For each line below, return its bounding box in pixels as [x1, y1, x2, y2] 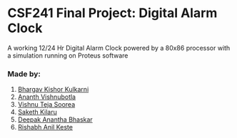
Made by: [7, 69, 41, 79]
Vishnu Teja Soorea [17, 100, 76, 109]
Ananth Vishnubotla [17, 92, 76, 101]
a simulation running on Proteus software [7, 51, 128, 60]
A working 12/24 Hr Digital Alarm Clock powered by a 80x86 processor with [7, 43, 231, 52]
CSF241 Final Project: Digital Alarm [7, 5, 218, 21]
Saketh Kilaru [17, 108, 57, 117]
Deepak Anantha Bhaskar [17, 115, 93, 124]
